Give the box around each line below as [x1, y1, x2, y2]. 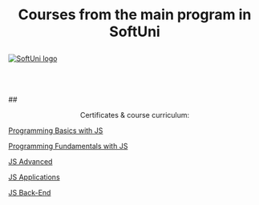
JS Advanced [8, 157, 53, 167]
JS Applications [8, 172, 60, 182]
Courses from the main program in [18, 6, 252, 24]
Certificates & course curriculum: [79, 111, 190, 120]
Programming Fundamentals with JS [8, 142, 128, 151]
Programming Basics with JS [8, 126, 103, 135]
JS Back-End [8, 188, 51, 198]
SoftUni [109, 22, 160, 41]
